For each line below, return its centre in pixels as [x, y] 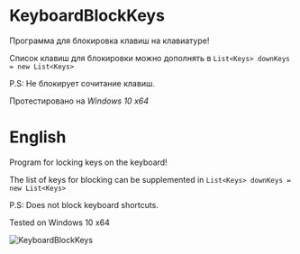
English [38, 137]
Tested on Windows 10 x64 [60, 222]
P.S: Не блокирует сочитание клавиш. [82, 83]
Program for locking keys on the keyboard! [89, 162]
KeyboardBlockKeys [87, 16]
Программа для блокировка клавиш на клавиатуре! [109, 41]
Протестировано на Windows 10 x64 [79, 101]
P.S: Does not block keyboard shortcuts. [84, 204]
